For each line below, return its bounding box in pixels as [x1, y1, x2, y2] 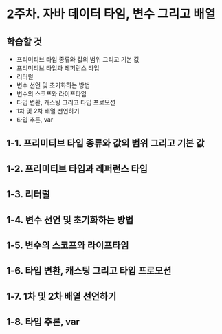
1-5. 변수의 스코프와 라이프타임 [6, 239, 129, 251]
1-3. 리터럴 [6, 188, 51, 200]
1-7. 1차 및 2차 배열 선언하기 [6, 290, 117, 302]
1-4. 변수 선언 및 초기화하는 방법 [6, 214, 134, 225]
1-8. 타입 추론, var [6, 316, 80, 328]
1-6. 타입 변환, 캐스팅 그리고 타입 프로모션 [6, 265, 172, 277]
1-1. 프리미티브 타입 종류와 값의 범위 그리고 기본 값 [6, 137, 205, 149]
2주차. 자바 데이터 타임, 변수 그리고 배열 [6, 6, 216, 22]
